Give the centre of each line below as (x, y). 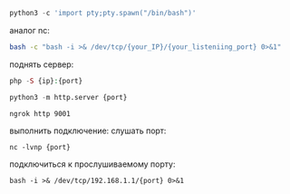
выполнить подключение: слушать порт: (88, 131)
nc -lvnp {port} (40, 148)
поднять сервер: (42, 64)
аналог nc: (29, 30)
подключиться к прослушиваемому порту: (92, 164)
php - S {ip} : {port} (46, 81)
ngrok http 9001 (40, 113)
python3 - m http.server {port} (68, 97)
